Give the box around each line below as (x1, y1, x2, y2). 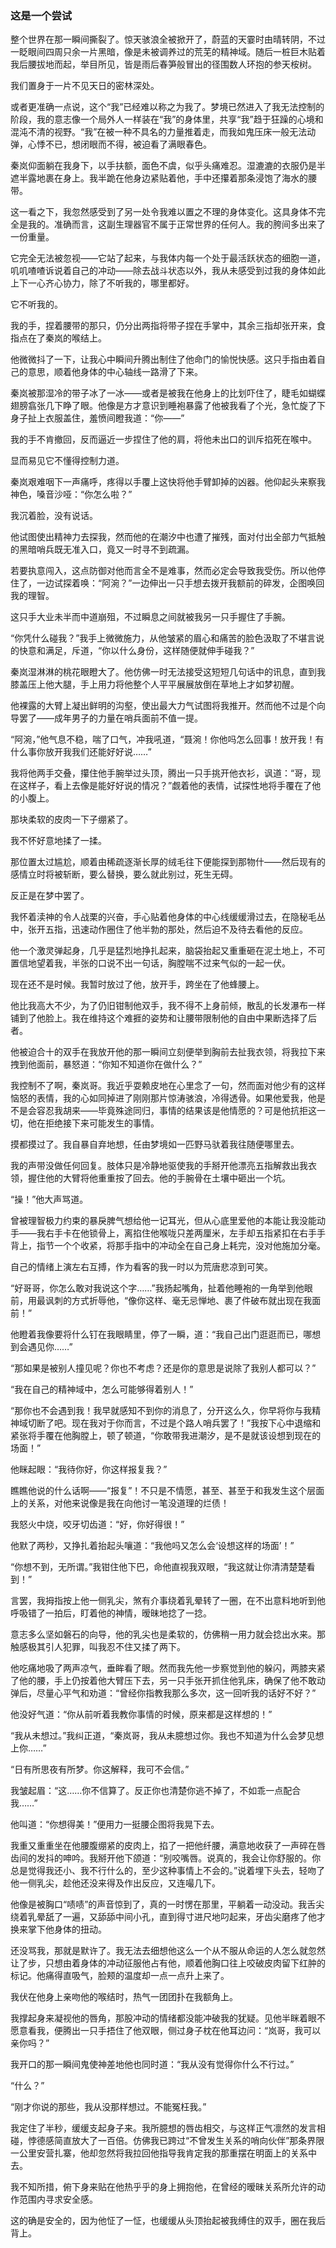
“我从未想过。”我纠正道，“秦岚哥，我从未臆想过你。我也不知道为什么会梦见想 (10, 1730, 325, 1742)
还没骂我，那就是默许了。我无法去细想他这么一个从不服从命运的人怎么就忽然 (10, 1945, 326, 1957)
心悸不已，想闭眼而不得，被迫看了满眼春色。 (27, 138, 212, 151)
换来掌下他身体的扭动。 (10, 1923, 107, 1936)
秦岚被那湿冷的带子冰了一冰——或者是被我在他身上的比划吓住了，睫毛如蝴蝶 (10, 387, 326, 399)
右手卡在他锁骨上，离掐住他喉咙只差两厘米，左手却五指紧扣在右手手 (44, 1227, 326, 1239)
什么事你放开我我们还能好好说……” (10, 746, 152, 758)
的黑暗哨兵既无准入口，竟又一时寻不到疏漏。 (10, 543, 195, 556)
